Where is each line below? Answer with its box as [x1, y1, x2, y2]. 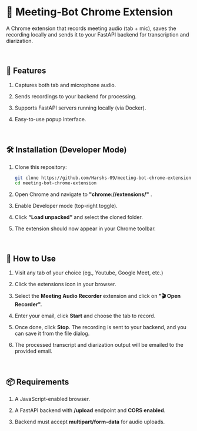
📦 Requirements [6, 377, 69, 387]
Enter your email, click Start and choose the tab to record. [14, 312, 156, 320]
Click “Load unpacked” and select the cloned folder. [14, 214, 143, 221]
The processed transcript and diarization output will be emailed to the [14, 342, 183, 349]
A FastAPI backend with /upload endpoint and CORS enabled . [14, 406, 166, 414]
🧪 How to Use [6, 253, 56, 264]
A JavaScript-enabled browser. [14, 395, 90, 402]
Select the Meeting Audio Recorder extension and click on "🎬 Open [14, 293, 181, 300]
